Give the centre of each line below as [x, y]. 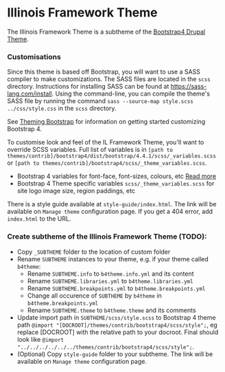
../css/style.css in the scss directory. [62, 109]
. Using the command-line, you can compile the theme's [131, 94]
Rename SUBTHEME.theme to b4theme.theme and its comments [112, 310]
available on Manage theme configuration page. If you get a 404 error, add [110, 212]
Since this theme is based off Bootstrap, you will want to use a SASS [104, 72]
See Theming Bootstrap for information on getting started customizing [106, 122]
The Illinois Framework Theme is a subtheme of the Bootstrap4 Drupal [106, 32]
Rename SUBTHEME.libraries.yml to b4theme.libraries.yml [110, 281]
